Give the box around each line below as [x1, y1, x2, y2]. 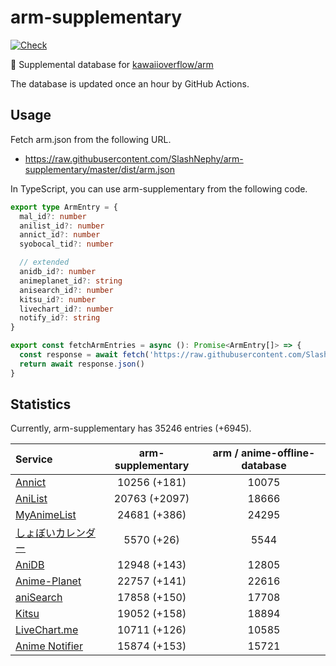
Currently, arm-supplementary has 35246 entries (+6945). [10, 422, 252, 435]
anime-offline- [240, 446, 316, 460]
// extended [19, 257, 70, 268]
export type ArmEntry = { [10, 202, 118, 212]
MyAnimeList [15, 508, 77, 522]
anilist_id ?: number [19, 221, 105, 231]
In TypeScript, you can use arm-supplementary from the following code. [10, 182, 308, 195]
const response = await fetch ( [19, 350, 150, 360]
